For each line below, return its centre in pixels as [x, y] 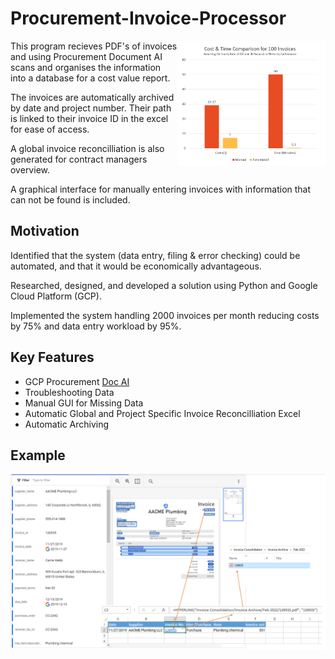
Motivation [45, 231]
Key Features [52, 357]
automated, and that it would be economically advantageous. [136, 266]
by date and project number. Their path [91, 108]
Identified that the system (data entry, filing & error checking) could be [155, 255]
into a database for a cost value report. [90, 78]
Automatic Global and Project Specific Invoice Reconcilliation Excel [162, 413]
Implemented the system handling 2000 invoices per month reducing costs [165, 315]
